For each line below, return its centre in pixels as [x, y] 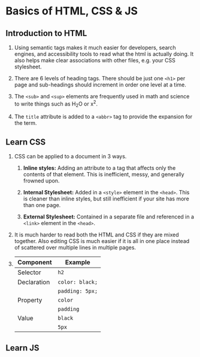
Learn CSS [26, 142]
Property [30, 300]
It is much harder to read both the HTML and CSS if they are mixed [96, 235]
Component [34, 262]
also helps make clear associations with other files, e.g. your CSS [95, 60]
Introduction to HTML [46, 33]
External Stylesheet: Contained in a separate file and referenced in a [109, 217]
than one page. [42, 205]
